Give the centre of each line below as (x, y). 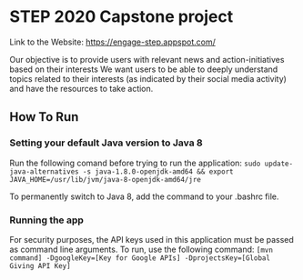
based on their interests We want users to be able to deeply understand (144, 69)
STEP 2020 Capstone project (121, 17)
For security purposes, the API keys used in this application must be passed (151, 239)
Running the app (47, 220)
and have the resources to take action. (81, 88)
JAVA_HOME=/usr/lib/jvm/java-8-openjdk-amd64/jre (106, 179)
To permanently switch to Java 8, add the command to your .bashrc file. (144, 196)
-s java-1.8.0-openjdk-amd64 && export (158, 171)
